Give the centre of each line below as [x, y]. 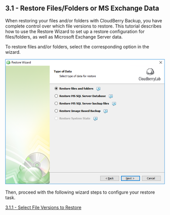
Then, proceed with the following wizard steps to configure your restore [80, 192]
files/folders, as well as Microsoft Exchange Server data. [64, 37]
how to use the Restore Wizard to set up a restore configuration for [75, 31]
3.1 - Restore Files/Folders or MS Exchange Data [82, 8]
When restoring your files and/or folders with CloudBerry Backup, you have [84, 20]
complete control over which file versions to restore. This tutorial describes [83, 26]
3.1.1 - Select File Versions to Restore [44, 207]
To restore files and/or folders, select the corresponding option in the [77, 47]
